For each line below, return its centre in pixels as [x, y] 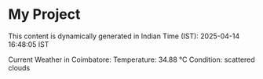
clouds [19, 67]
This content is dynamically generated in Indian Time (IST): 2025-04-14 [124, 36]
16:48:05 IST [29, 44]
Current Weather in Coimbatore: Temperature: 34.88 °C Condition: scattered [131, 59]
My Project [44, 14]
